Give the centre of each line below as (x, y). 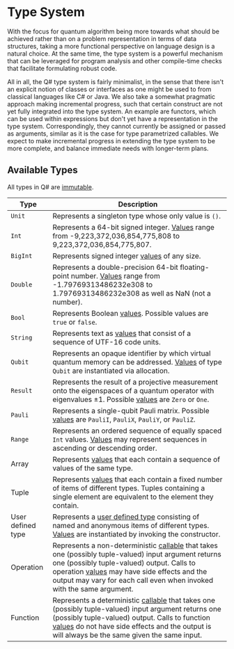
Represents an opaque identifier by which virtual (131, 353)
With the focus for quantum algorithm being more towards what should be (113, 31)
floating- (195, 267)
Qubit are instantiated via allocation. (111, 371)
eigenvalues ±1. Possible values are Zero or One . (131, 399)
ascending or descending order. (104, 448)
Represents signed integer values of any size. (126, 256)
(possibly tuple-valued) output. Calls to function (131, 618)
